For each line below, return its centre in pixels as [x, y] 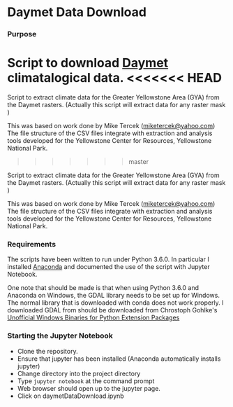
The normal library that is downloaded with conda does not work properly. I [115, 303]
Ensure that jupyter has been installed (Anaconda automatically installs [119, 359]
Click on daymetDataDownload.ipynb [70, 396]
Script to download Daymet [88, 63]
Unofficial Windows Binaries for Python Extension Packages [93, 318]
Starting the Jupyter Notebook [60, 336]
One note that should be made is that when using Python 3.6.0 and [103, 288]
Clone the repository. [47, 351]
